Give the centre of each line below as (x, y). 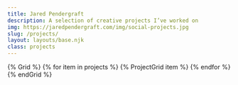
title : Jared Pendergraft (45, 14)
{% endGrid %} (30, 74)
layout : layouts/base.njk (45, 40)
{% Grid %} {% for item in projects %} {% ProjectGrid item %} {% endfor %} (119, 67)
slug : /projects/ (33, 34)
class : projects (31, 47)
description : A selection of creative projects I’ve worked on (103, 21)
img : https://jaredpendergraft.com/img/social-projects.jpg (98, 27)
